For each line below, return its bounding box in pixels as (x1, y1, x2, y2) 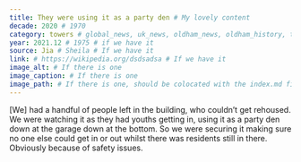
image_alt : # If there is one (9, 64, 123, 72)
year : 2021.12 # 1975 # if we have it (9, 38, 154, 47)
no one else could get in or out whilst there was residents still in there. (9, 132, 268, 143)
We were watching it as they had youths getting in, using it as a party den (9, 114, 280, 124)
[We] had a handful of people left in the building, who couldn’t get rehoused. (9, 104, 291, 115)
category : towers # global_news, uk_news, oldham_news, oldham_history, (9, 30, 287, 38)
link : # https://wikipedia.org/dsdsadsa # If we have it (9, 55, 227, 64)
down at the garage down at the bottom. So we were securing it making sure (9, 123, 292, 134)
